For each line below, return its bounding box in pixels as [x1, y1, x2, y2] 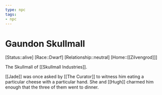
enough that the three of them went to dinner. [5, 84, 99, 90]
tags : [5, 12, 16, 17]
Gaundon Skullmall [5, 38, 85, 49]
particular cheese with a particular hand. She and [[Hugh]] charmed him [5, 79, 154, 85]
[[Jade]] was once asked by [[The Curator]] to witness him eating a [5, 74, 144, 80]
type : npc [5, 7, 26, 12]
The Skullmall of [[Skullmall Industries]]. [5, 64, 87, 70]
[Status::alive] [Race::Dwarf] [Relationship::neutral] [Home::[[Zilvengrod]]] [5, 54, 157, 60]
